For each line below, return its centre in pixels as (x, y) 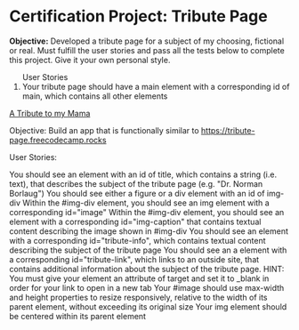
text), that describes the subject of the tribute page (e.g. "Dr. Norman (136, 183)
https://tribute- (228, 130)
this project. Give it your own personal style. (90, 60)
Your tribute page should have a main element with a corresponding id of (156, 86)
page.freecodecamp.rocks (58, 140)
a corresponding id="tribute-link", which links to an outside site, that (134, 259)
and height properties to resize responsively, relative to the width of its (138, 297)
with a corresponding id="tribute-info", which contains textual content (137, 240)
